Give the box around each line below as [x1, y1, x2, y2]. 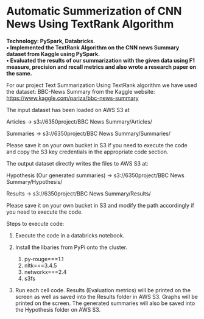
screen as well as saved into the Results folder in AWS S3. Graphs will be [15, 293, 198, 300]
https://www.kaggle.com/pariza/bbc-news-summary [6, 94, 139, 102]
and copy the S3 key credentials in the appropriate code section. [6, 148, 169, 155]
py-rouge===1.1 [24, 255, 64, 262]
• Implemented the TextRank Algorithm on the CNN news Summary [6, 44, 180, 51]
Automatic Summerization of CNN [6, 4, 182, 18]
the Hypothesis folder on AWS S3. [15, 306, 101, 313]
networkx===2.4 [24, 268, 67, 275]
